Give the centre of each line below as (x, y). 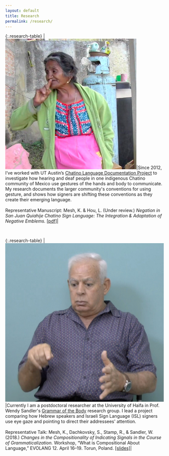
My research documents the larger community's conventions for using (78, 189)
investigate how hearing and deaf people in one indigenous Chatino (75, 178)
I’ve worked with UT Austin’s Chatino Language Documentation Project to (81, 173)
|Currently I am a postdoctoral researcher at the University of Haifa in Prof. (82, 406)
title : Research (22, 16)
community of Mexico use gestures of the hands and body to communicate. (84, 184)
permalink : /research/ (29, 21)
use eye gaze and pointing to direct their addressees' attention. (71, 422)
